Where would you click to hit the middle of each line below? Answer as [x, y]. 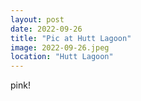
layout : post [37, 19]
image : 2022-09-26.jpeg [60, 47]
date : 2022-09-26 [46, 29]
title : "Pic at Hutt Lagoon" [71, 38]
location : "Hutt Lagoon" [62, 57]
